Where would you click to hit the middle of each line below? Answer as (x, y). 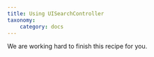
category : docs (42, 26)
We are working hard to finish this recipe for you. (77, 47)
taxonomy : (22, 20)
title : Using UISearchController (56, 14)
